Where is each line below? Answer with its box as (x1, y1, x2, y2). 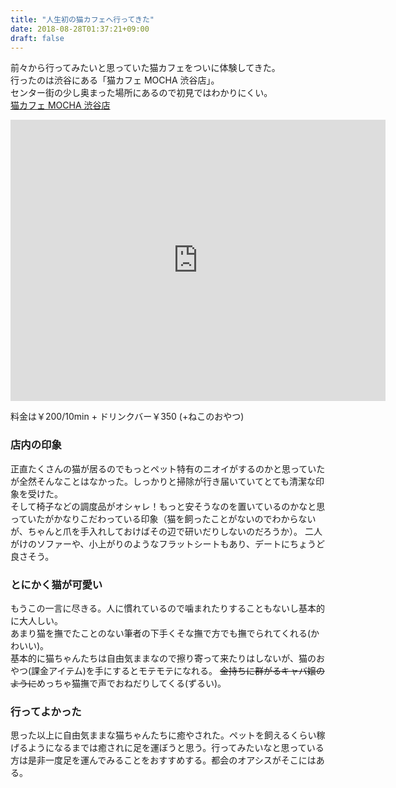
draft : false (10, 33, 65, 43)
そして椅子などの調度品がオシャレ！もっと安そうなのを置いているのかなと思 (10, 500, 326, 512)
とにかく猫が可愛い (10, 577, 103, 591)
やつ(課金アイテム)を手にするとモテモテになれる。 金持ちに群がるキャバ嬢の (10, 664, 325, 676)
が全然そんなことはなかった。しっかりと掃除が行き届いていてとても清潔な (10, 475, 317, 487)
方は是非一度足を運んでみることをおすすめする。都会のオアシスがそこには (10, 754, 317, 766)
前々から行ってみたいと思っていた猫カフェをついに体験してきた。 (10, 62, 281, 74)
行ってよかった (10, 704, 82, 718)
